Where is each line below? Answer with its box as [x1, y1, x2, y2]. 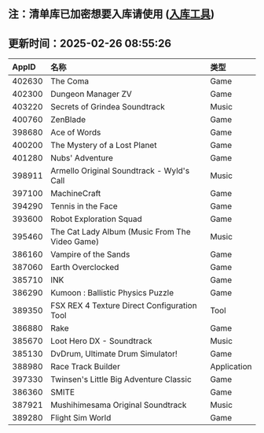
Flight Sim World [50, 413, 112, 424]
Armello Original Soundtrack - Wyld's [50, 165, 190, 176]
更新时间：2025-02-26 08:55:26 [8, 36, 171, 50]
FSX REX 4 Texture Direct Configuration [50, 300, 198, 311]
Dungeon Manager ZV [50, 89, 132, 100]
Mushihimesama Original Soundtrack [50, 400, 187, 411]
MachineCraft [50, 188, 101, 199]
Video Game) [50, 236, 100, 247]
